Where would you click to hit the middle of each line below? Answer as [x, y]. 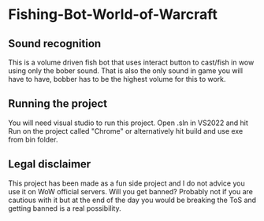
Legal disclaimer [50, 164]
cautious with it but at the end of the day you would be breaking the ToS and [132, 200]
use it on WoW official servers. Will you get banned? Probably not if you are [131, 191]
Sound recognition [55, 44]
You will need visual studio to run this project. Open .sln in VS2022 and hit [128, 123]
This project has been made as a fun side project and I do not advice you [127, 183]
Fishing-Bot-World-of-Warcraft [113, 15]
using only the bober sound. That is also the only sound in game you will [125, 71]
